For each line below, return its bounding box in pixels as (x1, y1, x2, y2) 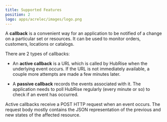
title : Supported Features (5, 7, 62, 13)
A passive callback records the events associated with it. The (12, 81, 141, 87)
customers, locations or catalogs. (5, 41, 74, 47)
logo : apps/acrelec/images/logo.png (5, 17, 82, 22)
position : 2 (5, 12, 30, 17)
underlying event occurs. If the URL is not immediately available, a (12, 66, 150, 72)
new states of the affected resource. (5, 112, 80, 118)
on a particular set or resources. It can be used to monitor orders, (5, 36, 141, 42)
